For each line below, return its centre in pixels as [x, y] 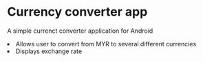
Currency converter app [77, 12]
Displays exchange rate [49, 51]
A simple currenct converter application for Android [80, 31]
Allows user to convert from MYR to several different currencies [106, 44]
